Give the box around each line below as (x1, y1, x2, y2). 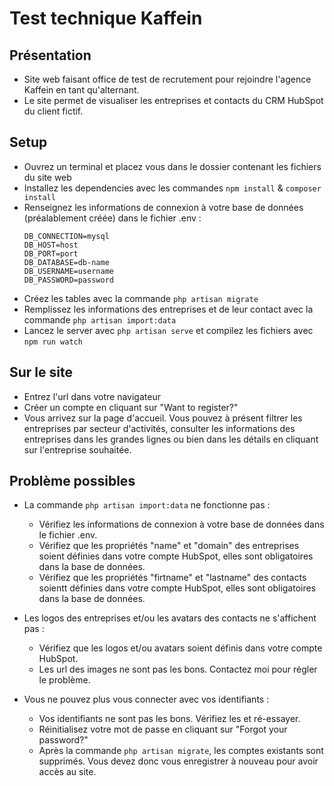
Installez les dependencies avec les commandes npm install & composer (23, 182, 322, 194)
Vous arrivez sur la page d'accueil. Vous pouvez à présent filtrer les (23, 412, 303, 424)
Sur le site (9, 364, 73, 381)
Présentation (9, 47, 92, 64)
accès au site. (38, 766, 97, 778)
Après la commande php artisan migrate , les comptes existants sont (38, 745, 324, 757)
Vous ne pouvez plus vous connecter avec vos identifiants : (23, 693, 270, 706)
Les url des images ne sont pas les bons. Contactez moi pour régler (38, 663, 318, 676)
